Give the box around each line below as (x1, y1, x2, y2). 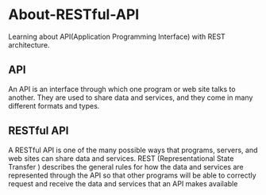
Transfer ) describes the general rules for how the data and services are (8, 162, 244, 171)
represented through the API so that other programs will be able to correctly (8, 170, 256, 180)
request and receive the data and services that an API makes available (8, 178, 238, 188)
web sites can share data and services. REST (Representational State (8, 153, 234, 163)
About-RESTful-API (8, 6, 140, 24)
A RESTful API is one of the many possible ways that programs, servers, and (8, 145, 258, 155)
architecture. (8, 40, 50, 49)
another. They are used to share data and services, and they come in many (8, 93, 253, 102)
